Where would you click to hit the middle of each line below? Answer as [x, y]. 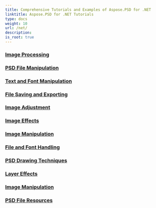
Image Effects [22, 121]
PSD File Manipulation [32, 68]
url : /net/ [16, 28]
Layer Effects [21, 174]
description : [19, 33]
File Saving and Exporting [37, 94]
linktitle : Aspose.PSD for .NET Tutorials [49, 14]
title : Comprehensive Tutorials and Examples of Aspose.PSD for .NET [78, 10]
